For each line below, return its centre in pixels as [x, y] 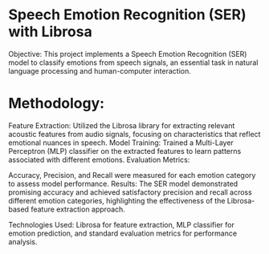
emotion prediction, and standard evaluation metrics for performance [123, 233]
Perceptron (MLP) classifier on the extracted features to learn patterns [125, 151]
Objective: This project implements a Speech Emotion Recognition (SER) [128, 54]
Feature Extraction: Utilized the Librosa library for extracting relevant [122, 125]
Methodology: [57, 104]
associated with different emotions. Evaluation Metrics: [99, 159]
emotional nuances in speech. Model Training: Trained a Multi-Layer [121, 143]
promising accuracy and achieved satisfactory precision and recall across [130, 192]
